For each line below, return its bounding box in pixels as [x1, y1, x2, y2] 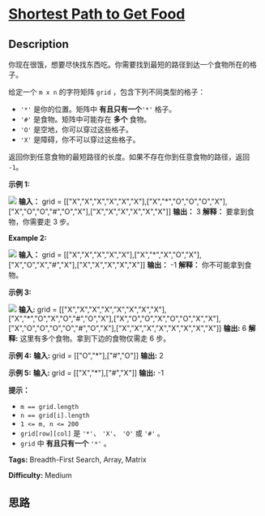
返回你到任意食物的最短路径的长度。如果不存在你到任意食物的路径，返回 [8, 152, 250, 161]
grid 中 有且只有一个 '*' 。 [19, 439, 111, 448]
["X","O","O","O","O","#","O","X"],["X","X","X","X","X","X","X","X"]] [8, 324, 222, 333]
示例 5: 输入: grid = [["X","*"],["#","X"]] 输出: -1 [8, 368, 165, 377]
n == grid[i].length [19, 411, 90, 419]
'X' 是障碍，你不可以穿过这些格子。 [19, 135, 140, 144]
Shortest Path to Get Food [8, 5, 186, 24]
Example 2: [8, 233, 47, 243]
